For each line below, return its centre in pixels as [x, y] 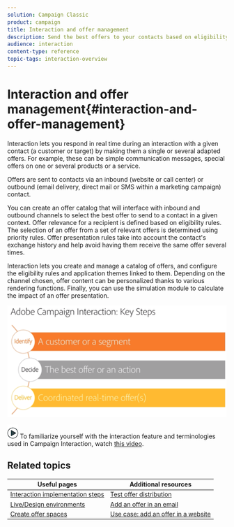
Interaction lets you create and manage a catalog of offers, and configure [112, 266]
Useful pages [57, 484]
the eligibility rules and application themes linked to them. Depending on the [116, 273]
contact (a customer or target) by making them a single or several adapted [114, 151]
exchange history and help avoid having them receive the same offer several [117, 245]
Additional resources [160, 484]
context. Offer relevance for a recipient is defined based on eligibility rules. [115, 222]
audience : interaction [40, 44]
